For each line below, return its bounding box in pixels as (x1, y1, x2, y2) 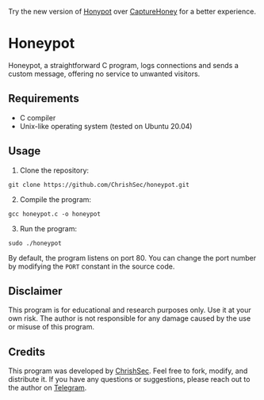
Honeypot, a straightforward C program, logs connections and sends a (8, 60, 239, 70)
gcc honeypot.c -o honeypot (8, 210, 101, 218)
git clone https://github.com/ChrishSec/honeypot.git (8, 181, 190, 189)
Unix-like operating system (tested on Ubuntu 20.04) (19, 121, 193, 131)
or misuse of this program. (8, 322, 95, 332)
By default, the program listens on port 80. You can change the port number (8, 253, 256, 262)
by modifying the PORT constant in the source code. (8, 261, 175, 271)
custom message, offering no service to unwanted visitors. (8, 69, 201, 78)
